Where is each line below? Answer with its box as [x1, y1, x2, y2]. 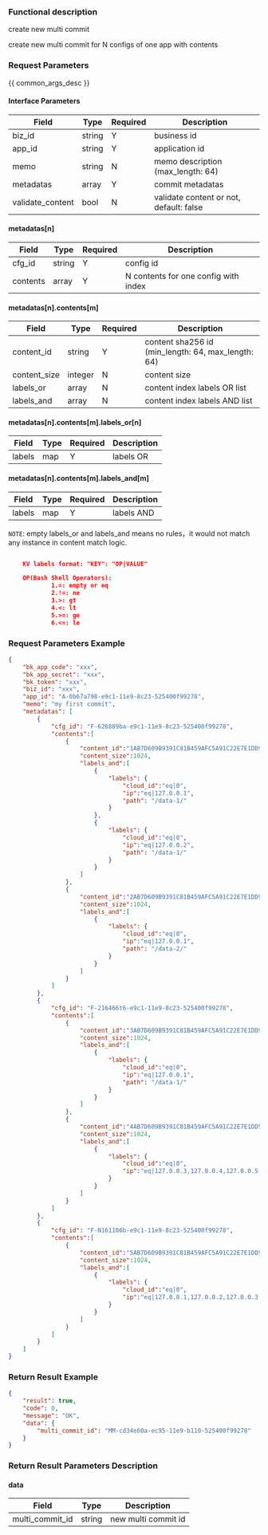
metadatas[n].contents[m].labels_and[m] [8, 474, 150, 482]
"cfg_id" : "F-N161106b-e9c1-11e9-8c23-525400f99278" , [50, 1226, 234, 1234]
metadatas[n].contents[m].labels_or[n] [8, 417, 142, 427]
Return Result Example [8, 1371, 98, 1382]
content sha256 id [144, 337, 214, 348]
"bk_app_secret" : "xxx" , [22, 671, 105, 679]
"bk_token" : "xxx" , [22, 678, 88, 686]
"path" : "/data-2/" [122, 945, 187, 953]
